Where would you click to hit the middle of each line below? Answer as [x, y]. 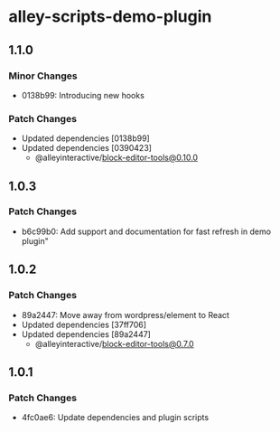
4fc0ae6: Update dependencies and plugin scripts [115, 418]
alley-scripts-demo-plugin [110, 17]
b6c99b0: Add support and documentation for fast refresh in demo [146, 231]
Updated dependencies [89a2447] [86, 334]
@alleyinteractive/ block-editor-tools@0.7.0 [115, 343]
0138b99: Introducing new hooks [83, 95]
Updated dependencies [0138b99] [85, 138]
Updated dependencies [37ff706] [84, 324]
